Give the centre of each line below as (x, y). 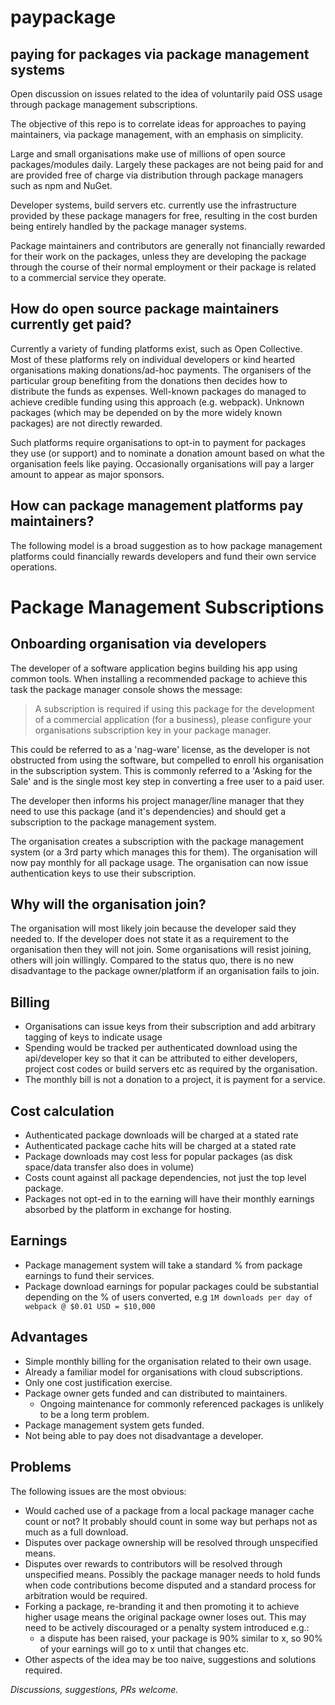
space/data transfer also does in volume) (109, 1167)
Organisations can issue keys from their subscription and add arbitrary (170, 1027)
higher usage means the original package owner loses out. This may (165, 1617)
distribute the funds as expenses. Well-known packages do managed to (158, 391)
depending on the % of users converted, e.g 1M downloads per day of (168, 1297)
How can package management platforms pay (157, 506)
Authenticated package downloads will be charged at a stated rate (161, 1135)
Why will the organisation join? (108, 904)
